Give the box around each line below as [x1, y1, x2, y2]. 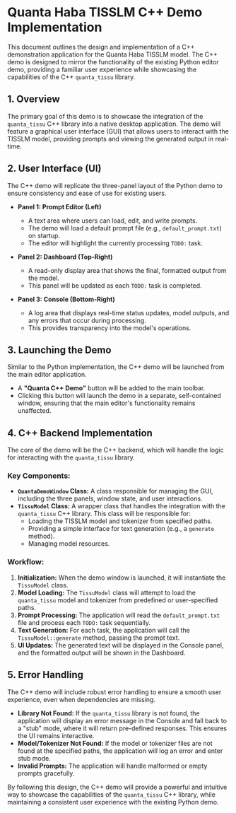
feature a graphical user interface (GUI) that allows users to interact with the [7, 127, 230, 135]
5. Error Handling [7, 669, 83, 681]
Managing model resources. [28, 539, 110, 548]
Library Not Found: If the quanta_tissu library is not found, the [17, 708, 200, 718]
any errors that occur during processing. [28, 316, 146, 324]
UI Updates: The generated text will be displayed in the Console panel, [17, 641, 224, 649]
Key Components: [7, 471, 71, 481]
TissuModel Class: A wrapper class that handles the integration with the [17, 502, 226, 510]
